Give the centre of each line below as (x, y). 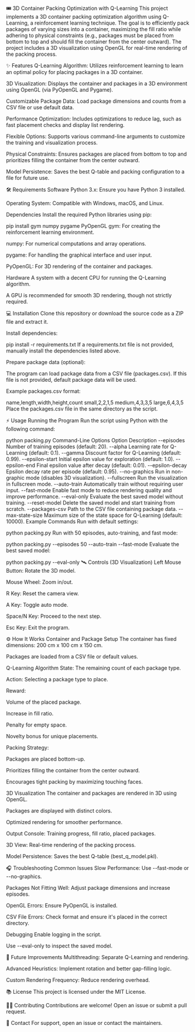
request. (16, 1011)
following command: (31, 429)
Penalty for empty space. (37, 725)
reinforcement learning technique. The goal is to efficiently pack (112, 23)
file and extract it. (27, 322)
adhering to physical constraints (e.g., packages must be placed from (90, 35)
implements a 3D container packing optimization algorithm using (84, 17)
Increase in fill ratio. (30, 713)
